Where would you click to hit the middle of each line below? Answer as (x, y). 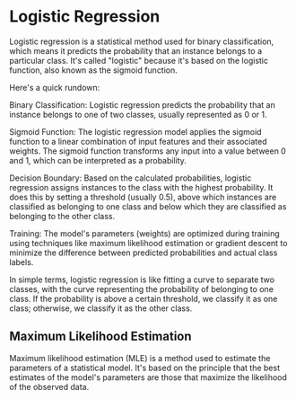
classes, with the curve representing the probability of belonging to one (141, 288)
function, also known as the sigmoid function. (93, 70)
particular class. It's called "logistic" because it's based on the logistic (139, 60)
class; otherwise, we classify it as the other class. (101, 308)
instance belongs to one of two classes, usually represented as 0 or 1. (138, 114)
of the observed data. (49, 386)
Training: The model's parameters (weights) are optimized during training (144, 233)
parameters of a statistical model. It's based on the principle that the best (145, 368)
